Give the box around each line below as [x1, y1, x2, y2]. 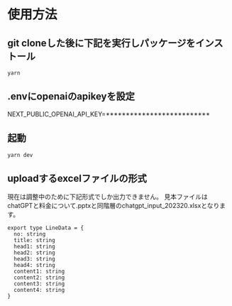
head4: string [13, 262, 55, 269]
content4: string [13, 287, 65, 294]
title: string [13, 237, 55, 244]
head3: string [13, 256, 55, 263]
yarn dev [7, 151, 33, 158]
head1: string [13, 243, 55, 251]
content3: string [13, 280, 65, 288]
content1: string [13, 268, 65, 275]
